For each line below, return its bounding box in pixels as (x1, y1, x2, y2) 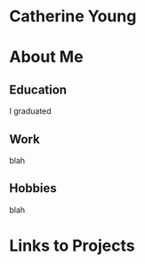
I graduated (9, 106, 52, 116)
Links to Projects (9, 236, 135, 255)
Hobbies (9, 180, 58, 196)
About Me (9, 47, 84, 68)
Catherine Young (9, 6, 137, 27)
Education (9, 82, 68, 97)
